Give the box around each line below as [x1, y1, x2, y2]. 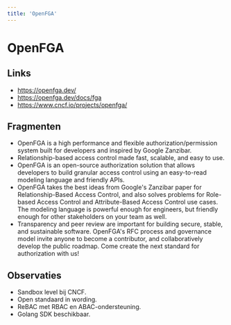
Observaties [7, 270, 62, 281]
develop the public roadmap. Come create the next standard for [17, 242, 200, 250]
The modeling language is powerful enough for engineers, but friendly [17, 205, 219, 213]
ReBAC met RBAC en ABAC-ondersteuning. [17, 303, 142, 311]
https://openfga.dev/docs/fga [17, 93, 102, 101]
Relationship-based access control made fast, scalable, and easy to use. [17, 154, 225, 162]
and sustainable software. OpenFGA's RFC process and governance [17, 227, 212, 236]
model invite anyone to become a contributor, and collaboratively [17, 235, 203, 243]
